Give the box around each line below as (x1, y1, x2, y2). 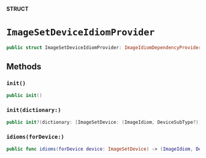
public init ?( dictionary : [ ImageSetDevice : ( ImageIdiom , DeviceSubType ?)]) (6, 119, 204, 125)
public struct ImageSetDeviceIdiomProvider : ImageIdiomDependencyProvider (6, 44, 202, 51)
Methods (6, 61, 42, 72)
